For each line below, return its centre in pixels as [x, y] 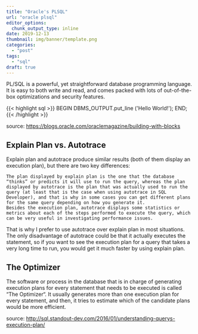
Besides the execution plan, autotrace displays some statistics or [93, 208]
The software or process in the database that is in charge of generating [94, 282]
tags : [13, 56]
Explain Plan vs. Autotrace [56, 145]
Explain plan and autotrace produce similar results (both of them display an [98, 159]
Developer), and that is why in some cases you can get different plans [98, 197]
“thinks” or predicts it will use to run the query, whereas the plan [96, 182]
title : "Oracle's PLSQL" [37, 12]
